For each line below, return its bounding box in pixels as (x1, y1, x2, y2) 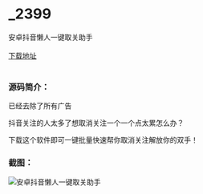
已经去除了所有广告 (8, 101, 72, 111)
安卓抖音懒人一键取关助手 (8, 32, 93, 42)
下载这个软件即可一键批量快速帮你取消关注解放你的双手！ (8, 135, 198, 145)
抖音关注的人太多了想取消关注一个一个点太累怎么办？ (8, 118, 185, 128)
